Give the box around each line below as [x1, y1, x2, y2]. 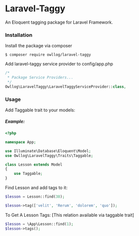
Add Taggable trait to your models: [5, 107, 75, 113]
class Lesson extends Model [5, 162, 63, 167]
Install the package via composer [5, 43, 72, 49]
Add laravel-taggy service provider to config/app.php [5, 61, 113, 67]
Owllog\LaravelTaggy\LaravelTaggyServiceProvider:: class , [5, 84, 126, 89]
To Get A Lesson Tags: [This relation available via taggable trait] [5, 212, 134, 218]
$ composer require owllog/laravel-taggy [5, 52, 91, 57]
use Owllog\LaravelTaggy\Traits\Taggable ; [5, 153, 93, 158]
